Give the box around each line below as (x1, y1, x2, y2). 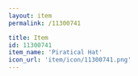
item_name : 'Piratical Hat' (8, 49, 103, 57)
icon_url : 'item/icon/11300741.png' (8, 56, 132, 64)
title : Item (8, 34, 48, 42)
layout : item (8, 11, 52, 20)
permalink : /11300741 (8, 19, 82, 27)
